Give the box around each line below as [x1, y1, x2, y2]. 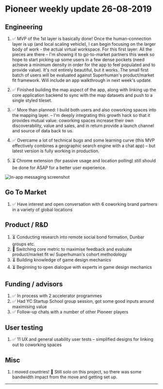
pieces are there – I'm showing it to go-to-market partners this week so [12, 52, 155, 57]
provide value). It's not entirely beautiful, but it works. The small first [12, 67, 149, 73]
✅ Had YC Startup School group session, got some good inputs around [12, 298, 154, 304]
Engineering [5, 23, 43, 31]
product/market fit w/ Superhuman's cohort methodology [12, 251, 127, 257]
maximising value [12, 304, 47, 310]
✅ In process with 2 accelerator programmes [12, 293, 102, 299]
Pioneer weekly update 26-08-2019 [5, 3, 152, 15]
